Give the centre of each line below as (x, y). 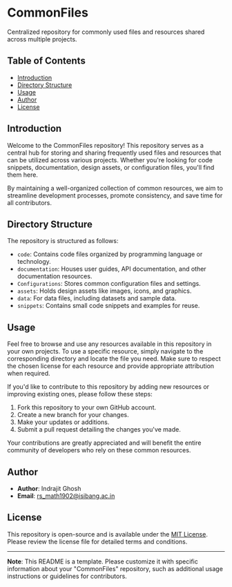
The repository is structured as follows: (63, 241)
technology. (34, 262)
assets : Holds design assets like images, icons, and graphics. (104, 291)
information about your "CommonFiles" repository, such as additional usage (115, 568)
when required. (29, 374)
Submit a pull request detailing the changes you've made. (99, 430)
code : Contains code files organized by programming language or (110, 254)
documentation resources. (55, 276)
